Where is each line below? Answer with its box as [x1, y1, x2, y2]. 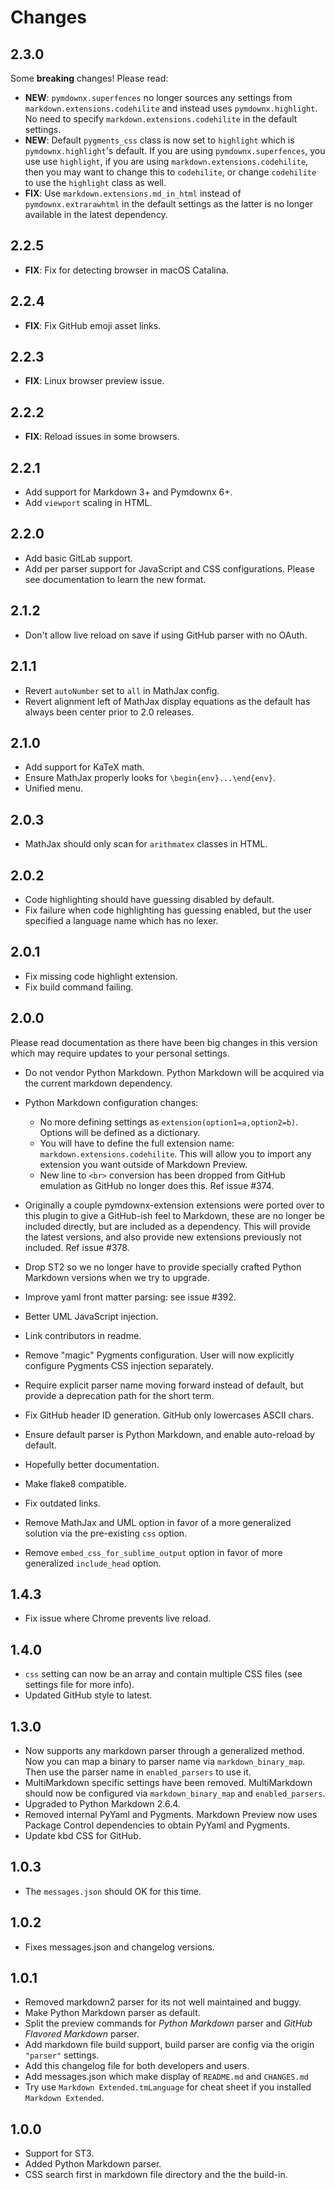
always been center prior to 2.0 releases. [24, 706, 195, 718]
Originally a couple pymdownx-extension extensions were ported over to [24, 1199, 325, 1211]
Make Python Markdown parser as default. [24, 2007, 201, 2019]
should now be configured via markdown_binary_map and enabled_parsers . [24, 1787, 326, 1799]
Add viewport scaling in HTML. [24, 497, 153, 509]
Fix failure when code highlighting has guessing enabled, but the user [24, 904, 313, 916]
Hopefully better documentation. [24, 1458, 160, 1470]
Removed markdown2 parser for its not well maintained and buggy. [24, 1996, 302, 2008]
